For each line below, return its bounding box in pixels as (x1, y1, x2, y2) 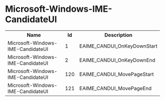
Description (104, 31, 133, 38)
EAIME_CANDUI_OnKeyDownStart (79, 43, 158, 50)
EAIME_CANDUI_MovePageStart (79, 71, 154, 77)
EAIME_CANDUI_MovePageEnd (79, 85, 152, 92)
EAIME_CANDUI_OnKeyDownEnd (79, 56, 156, 63)
